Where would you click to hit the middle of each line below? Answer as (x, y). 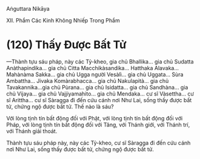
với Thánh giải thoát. (32, 131)
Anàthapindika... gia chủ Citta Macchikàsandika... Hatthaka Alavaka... (93, 68)
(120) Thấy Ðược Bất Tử (66, 45)
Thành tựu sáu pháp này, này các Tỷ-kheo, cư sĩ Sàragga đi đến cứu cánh (98, 143)
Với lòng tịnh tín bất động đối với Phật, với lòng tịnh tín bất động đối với (95, 118)
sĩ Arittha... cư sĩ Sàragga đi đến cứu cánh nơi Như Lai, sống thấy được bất (99, 100)
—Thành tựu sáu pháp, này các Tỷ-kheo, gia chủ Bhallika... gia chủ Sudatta (100, 61)
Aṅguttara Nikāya (28, 9)
